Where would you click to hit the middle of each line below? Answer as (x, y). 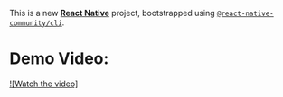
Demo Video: (59, 59)
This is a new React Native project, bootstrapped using (112, 13)
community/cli (36, 23)
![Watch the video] (44, 84)
